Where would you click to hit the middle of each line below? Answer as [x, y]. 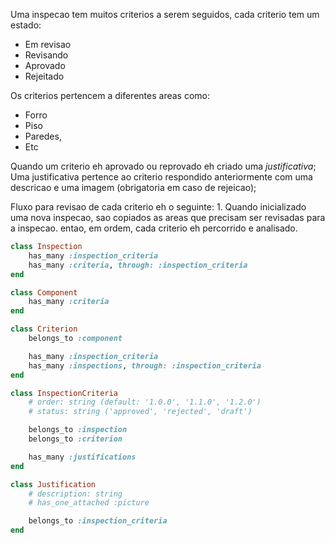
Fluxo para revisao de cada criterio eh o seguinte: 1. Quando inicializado [158, 207]
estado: [26, 25]
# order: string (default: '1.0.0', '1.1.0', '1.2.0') [145, 402]
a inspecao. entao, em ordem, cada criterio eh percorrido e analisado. [154, 228]
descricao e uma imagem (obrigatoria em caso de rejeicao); [133, 187]
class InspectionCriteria [64, 393]
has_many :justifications [82, 457]
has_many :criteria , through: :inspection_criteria [138, 265]
